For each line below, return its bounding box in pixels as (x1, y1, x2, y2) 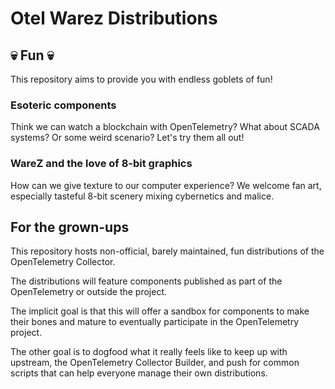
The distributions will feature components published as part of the (10, 275, 283, 287)
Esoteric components (10, 98, 117, 112)
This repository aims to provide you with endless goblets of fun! (10, 73, 273, 85)
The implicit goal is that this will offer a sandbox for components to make (10, 305, 310, 317)
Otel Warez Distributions (10, 7, 218, 30)
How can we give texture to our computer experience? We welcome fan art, (10, 179, 322, 191)
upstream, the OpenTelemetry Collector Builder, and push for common (10, 357, 300, 369)
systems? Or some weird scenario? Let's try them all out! (10, 132, 245, 144)
